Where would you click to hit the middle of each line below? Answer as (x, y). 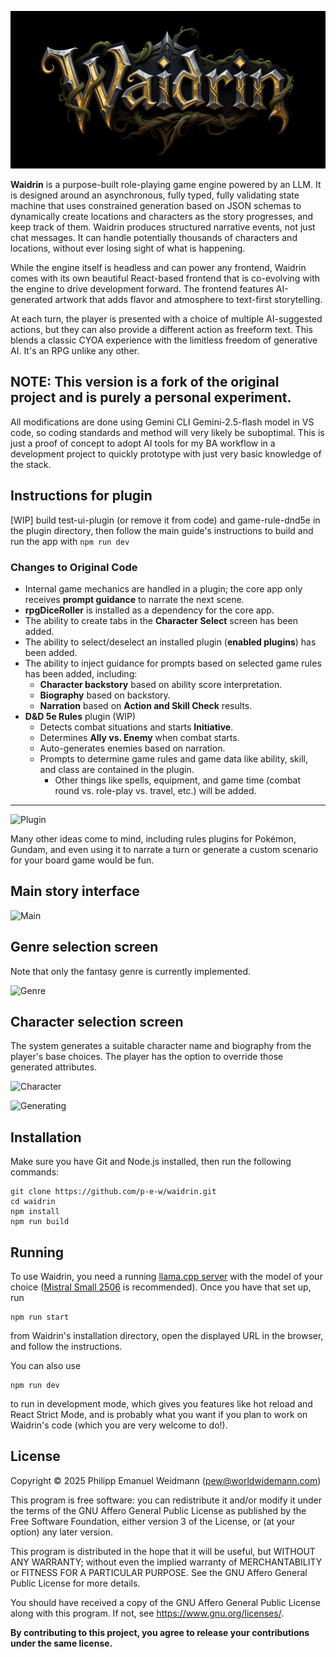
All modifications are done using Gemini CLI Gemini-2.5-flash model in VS (162, 422)
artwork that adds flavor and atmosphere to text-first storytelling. (188, 299)
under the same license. (61, 1643)
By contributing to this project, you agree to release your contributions (160, 1632)
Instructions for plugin (81, 496)
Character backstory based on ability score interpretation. (161, 684)
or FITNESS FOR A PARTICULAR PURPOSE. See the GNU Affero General (159, 1572)
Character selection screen (97, 1021)
